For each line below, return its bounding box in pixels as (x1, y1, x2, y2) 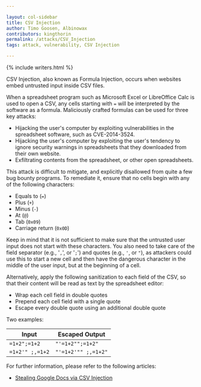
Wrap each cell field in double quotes (14, 291, 108, 299)
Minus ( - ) (14, 205, 39, 212)
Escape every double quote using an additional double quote (14, 305, 166, 311)
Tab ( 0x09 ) (14, 218, 41, 225)
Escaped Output (58, 330, 105, 338)
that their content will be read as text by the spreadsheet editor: (6, 280, 164, 286)
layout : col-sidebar (6, 14, 58, 20)
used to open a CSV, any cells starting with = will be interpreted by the (6, 100, 180, 107)
